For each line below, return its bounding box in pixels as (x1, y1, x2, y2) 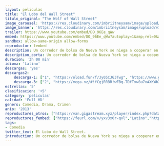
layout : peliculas (5, 7, 42, 12)
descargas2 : (5, 71, 29, 75)
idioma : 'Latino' (5, 61, 41, 66)
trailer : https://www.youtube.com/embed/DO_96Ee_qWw (5, 30, 115, 35)
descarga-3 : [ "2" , (14, 79, 51, 84)
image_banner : (5, 25, 34, 30)
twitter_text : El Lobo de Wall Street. (5, 129, 86, 134)
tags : (5, 120, 16, 125)
